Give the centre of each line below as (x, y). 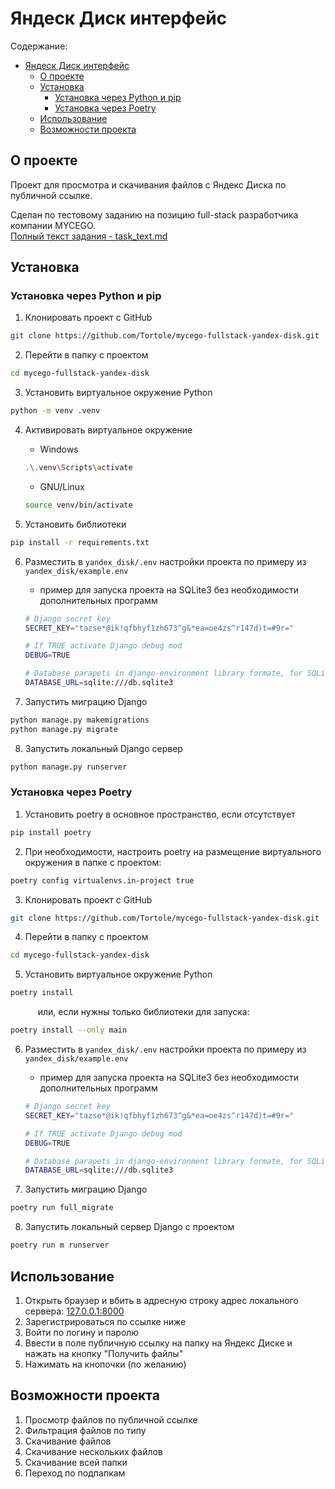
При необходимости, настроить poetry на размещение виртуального (173, 851)
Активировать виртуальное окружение (108, 430)
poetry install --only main (69, 1030)
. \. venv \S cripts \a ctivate (78, 468)
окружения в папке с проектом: (93, 862)
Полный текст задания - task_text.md (89, 236)
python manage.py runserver (69, 767)
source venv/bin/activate (78, 505)
